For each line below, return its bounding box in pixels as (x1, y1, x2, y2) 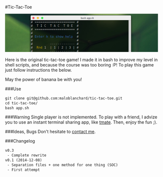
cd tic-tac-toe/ (5, 101, 38, 106)
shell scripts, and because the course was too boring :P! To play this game (5, 62, 154, 67)
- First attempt (7, 167, 40, 172)
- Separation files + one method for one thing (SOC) (7, 162, 118, 167)
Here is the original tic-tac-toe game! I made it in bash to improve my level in (5, 57, 158, 63)
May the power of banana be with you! (5, 77, 82, 82)
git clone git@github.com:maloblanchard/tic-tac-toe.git (5, 96, 123, 101)
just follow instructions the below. (5, 67, 72, 73)
